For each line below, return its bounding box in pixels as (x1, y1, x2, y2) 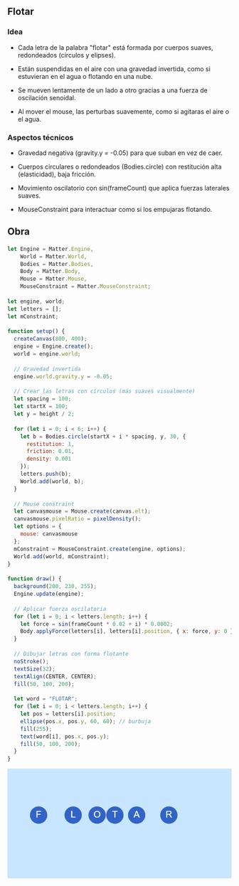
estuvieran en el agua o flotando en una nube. (17, 72, 153, 80)
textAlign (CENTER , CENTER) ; (14, 673, 97, 680)
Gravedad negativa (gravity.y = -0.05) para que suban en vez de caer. (17, 149, 223, 157)
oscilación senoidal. (17, 93, 76, 102)
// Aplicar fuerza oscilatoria (14, 605, 107, 612)
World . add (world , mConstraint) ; (14, 553, 110, 560)
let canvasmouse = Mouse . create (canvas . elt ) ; (14, 508, 152, 515)
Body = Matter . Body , (20, 268, 81, 275)
